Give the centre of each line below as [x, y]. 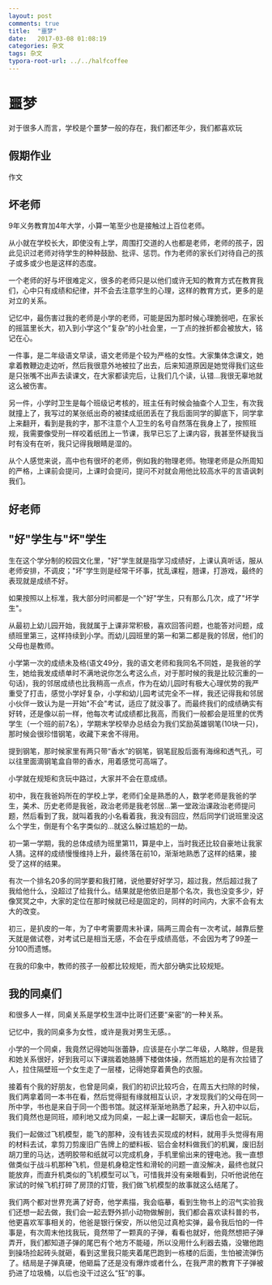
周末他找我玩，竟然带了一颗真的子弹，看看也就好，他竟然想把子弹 [153, 1232]
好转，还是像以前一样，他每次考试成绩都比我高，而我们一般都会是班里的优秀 [136, 713]
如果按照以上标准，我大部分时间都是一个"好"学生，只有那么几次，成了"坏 [130, 598]
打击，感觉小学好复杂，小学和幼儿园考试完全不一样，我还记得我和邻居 [147, 693]
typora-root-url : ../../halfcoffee [68, 62]
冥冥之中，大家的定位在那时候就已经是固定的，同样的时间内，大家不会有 [136, 901]
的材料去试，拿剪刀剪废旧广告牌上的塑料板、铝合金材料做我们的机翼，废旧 [132, 1145]
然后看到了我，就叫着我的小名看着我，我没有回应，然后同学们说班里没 [139, 816]
